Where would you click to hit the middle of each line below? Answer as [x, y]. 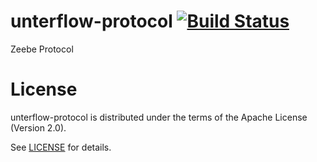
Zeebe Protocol [42, 49]
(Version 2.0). [38, 127]
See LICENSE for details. [61, 147]
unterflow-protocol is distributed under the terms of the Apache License [159, 117]
